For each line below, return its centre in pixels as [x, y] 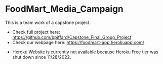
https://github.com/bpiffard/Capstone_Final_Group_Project [72, 37]
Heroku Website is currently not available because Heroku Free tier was [85, 52]
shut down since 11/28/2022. [41, 57]
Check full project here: [36, 32]
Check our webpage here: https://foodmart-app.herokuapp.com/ [78, 42]
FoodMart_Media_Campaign [64, 9]
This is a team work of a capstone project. [48, 22]
